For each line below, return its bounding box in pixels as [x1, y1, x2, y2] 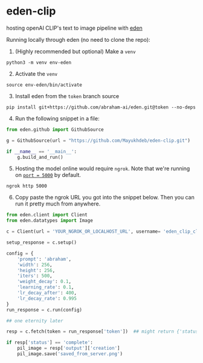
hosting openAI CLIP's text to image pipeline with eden [6, 24, 143, 32]
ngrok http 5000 [6, 183, 47, 189]
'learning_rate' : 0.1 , [17, 284, 74, 290]
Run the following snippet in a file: [14, 115, 100, 122]
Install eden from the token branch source [14, 92, 120, 99]
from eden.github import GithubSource [6, 126, 104, 133]
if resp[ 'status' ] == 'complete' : [6, 339, 94, 346]
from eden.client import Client [6, 212, 88, 218]
